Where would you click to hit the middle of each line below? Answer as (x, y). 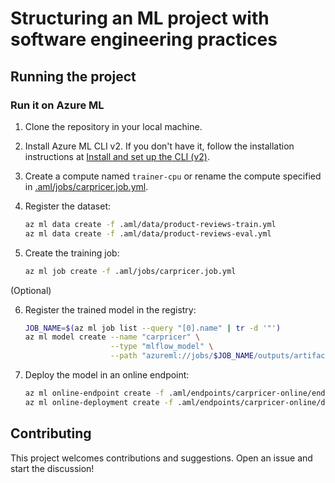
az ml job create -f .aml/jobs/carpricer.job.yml (130, 271)
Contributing (51, 433)
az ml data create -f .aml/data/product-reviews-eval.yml (148, 233)
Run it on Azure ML (57, 105)
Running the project (73, 76)
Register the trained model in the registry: (110, 309)
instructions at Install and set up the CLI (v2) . (117, 156)
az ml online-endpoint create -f (94, 393)
